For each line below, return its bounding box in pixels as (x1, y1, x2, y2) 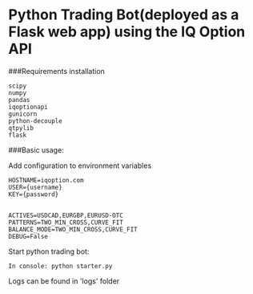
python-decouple (8, 116, 62, 125)
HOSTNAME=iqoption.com (8, 176, 84, 184)
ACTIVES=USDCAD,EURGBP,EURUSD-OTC (8, 211, 124, 219)
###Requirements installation (8, 66, 106, 76)
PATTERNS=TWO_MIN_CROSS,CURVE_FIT (8, 218, 124, 227)
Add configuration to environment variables (8, 161, 152, 170)
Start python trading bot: (8, 247, 90, 256)
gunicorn (8, 110, 38, 118)
